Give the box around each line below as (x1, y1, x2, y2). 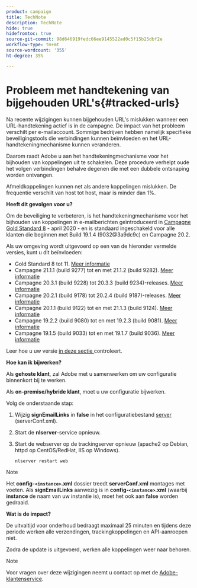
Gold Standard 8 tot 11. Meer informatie (14, 260, 111, 267)
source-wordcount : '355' (6, 47, 67, 53)
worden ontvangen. (6, 171, 54, 178)
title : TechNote (6, 14, 46, 20)
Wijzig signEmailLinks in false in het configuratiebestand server (14, 411, 172, 418)
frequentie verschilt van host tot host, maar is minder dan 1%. (6, 189, 156, 196)
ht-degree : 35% (6, 53, 44, 59)
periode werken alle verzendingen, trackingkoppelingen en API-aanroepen (6, 528, 188, 535)
